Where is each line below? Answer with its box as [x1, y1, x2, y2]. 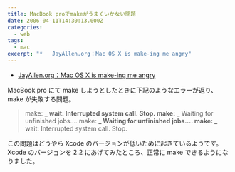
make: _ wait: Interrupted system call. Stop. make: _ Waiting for [24, 108, 214, 118]
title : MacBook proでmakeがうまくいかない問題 [7, 10, 137, 18]
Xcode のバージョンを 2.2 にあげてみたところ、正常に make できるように [7, 148, 223, 156]
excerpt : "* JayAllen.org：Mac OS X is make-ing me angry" [7, 51, 192, 58]
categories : [7, 24, 43, 31]
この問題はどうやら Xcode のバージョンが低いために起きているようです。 [7, 138, 223, 147]
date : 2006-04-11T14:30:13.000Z [7, 17, 103, 24]
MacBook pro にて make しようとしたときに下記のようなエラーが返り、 [7, 86, 217, 94]
